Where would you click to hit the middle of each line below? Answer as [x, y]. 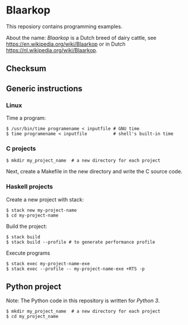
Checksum [26, 69]
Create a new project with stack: [45, 199]
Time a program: [26, 118]
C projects [21, 148]
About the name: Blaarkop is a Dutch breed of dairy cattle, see [81, 37]
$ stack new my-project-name [41, 210]
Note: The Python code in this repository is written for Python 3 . [83, 301]
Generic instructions [44, 88]
